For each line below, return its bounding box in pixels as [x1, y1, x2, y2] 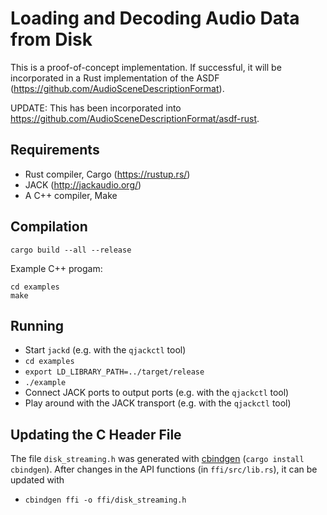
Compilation [10, 218, 88, 236]
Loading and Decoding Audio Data [10, 7, 300, 30]
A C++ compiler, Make [24, 189, 118, 201]
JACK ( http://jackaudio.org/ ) [24, 178, 142, 191]
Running [10, 317, 65, 334]
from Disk [10, 28, 93, 51]
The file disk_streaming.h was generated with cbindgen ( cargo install [10, 453, 305, 465]
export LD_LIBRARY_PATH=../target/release [24, 367, 205, 377]
